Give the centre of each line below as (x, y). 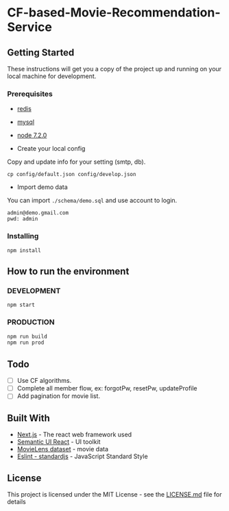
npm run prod (26, 343)
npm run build (27, 336)
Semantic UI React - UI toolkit (59, 442)
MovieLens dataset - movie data (62, 449)
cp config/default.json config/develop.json (72, 175)
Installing (23, 236)
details (16, 501)
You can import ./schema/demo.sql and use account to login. (92, 201)
